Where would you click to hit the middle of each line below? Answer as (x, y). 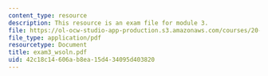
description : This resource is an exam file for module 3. (108, 23)
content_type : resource (48, 15)
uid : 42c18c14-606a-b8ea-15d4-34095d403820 (82, 60)
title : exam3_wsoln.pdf (48, 52)
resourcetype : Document (48, 45)
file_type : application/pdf (55, 38)
